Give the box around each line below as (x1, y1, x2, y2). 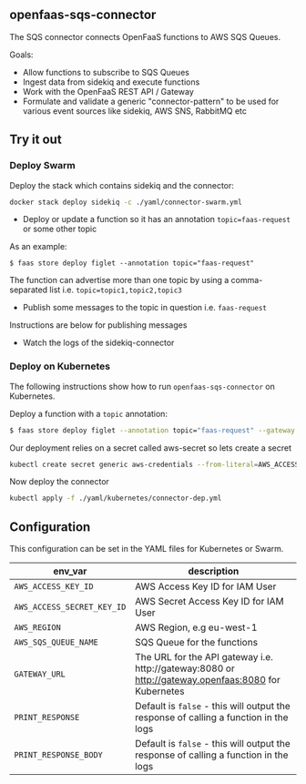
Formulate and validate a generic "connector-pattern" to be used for (22, 96, 280, 107)
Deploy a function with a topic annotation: (9, 408, 168, 419)
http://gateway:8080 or (135, 662, 235, 675)
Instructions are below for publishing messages (9, 320, 188, 331)
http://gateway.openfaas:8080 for (135, 674, 280, 687)
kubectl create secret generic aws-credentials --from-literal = (9, 460, 259, 469)
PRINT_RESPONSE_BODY (14, 750, 103, 760)
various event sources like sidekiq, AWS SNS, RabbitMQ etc (22, 105, 248, 117)
